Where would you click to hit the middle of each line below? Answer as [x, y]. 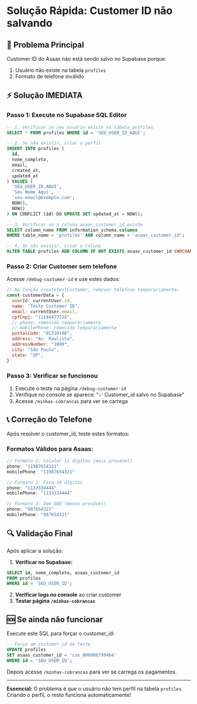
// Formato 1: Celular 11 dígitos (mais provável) [70, 461]
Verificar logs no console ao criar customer [68, 595]
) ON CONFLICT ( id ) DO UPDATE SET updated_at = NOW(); [75, 214]
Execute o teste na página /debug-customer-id [70, 388]
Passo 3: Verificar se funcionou [52, 376]
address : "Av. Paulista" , [44, 339]
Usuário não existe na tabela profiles [61, 70]
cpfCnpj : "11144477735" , [42, 317]
